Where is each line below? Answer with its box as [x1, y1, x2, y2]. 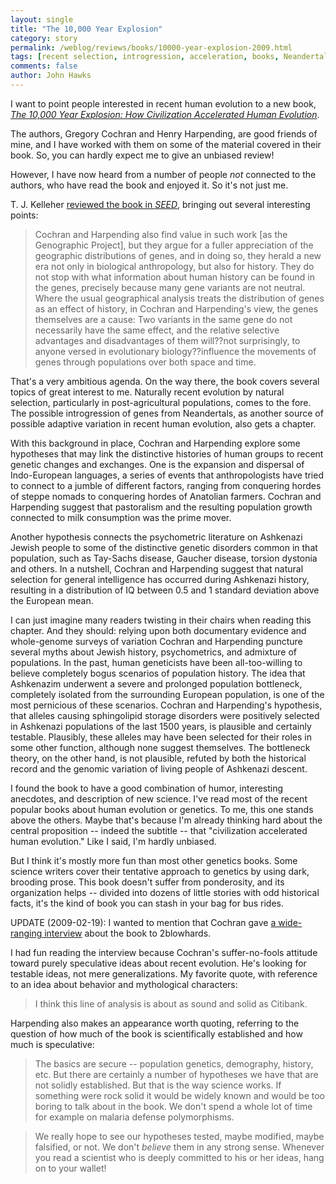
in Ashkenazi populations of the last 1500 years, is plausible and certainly [10, 720, 312, 732]
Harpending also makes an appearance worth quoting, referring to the [10, 1017, 300, 1029]
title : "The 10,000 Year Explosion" [10, 24, 163, 34]
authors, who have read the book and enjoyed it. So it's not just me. [10, 179, 289, 191]
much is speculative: [10, 1038, 95, 1050]
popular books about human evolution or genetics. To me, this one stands [10, 803, 314, 815]
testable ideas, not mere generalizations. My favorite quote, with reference [10, 967, 318, 980]
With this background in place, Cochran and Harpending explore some [10, 437, 301, 449]
